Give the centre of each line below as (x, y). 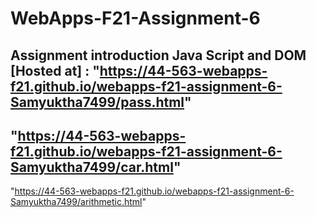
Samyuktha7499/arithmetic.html (76, 202)
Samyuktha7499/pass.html (97, 102)
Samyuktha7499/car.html (92, 167)
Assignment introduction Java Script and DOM (158, 55)
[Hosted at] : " (55, 70)
